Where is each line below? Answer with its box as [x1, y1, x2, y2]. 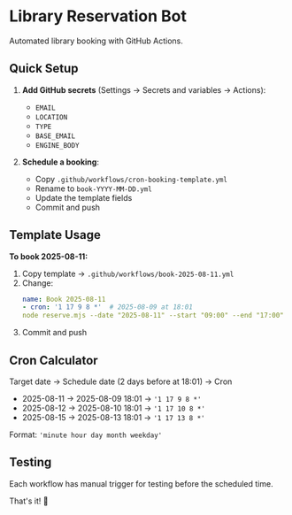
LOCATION [35, 112, 68, 121]
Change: [21, 277, 54, 288]
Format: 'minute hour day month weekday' [9, 429, 163, 440]
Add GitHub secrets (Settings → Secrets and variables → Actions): [21, 84, 266, 95]
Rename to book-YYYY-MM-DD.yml [35, 183, 152, 194]
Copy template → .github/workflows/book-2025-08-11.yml [21, 268, 234, 279]
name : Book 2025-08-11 [21, 295, 106, 304]
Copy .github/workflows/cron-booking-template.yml [35, 173, 228, 184]
